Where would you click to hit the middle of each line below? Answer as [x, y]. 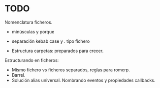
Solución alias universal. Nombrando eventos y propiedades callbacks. [83, 80]
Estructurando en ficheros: [32, 60]
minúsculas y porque [33, 31]
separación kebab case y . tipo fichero [51, 41]
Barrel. [18, 75]
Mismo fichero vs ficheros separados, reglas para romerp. [71, 70]
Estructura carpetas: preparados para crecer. [58, 51]
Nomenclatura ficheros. [29, 22]
